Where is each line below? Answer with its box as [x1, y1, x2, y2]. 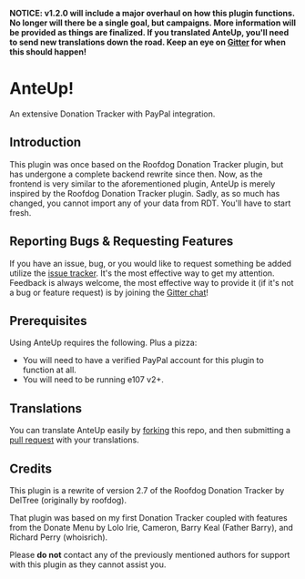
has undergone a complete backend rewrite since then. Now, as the [9, 168, 263, 179]
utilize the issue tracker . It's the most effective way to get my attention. [9, 268, 275, 279]
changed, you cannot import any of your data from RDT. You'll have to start [9, 198, 291, 208]
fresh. [9, 207, 32, 218]
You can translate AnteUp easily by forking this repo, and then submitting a [9, 425, 291, 436]
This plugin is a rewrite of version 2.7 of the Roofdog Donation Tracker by [9, 485, 285, 495]
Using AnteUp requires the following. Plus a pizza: [9, 337, 198, 349]
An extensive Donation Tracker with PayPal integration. [9, 108, 216, 119]
